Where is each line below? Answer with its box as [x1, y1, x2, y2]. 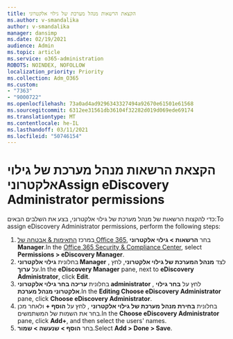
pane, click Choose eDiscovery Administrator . [17, 295, 153, 303]
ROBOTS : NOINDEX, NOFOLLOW [7, 62, 85, 69]
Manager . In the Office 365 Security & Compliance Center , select [17, 243, 202, 252]
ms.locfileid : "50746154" [7, 132, 82, 139]
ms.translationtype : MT [7, 113, 76, 120]
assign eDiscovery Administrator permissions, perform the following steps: [7, 223, 221, 231]
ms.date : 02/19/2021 [7, 36, 67, 43]
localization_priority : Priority [7, 68, 104, 75]
